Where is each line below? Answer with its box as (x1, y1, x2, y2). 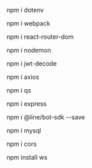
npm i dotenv (6, 6, 44, 14)
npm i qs (6, 86, 32, 94)
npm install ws (6, 153, 48, 161)
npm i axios (6, 73, 39, 81)
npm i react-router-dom (6, 32, 74, 41)
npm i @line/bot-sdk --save (6, 113, 86, 121)
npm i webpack (6, 19, 50, 27)
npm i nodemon (6, 46, 51, 54)
